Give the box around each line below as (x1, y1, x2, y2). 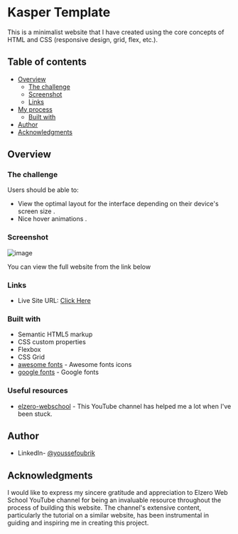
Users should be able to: (7, 186, 80, 194)
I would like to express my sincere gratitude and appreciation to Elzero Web (7, 488, 229, 497)
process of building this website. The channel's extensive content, (7, 503, 202, 512)
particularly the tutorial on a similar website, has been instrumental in (7, 511, 210, 520)
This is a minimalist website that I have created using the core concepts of (7, 28, 225, 36)
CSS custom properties (17, 338, 87, 346)
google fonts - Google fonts (17, 368, 99, 377)
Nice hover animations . (17, 215, 87, 223)
